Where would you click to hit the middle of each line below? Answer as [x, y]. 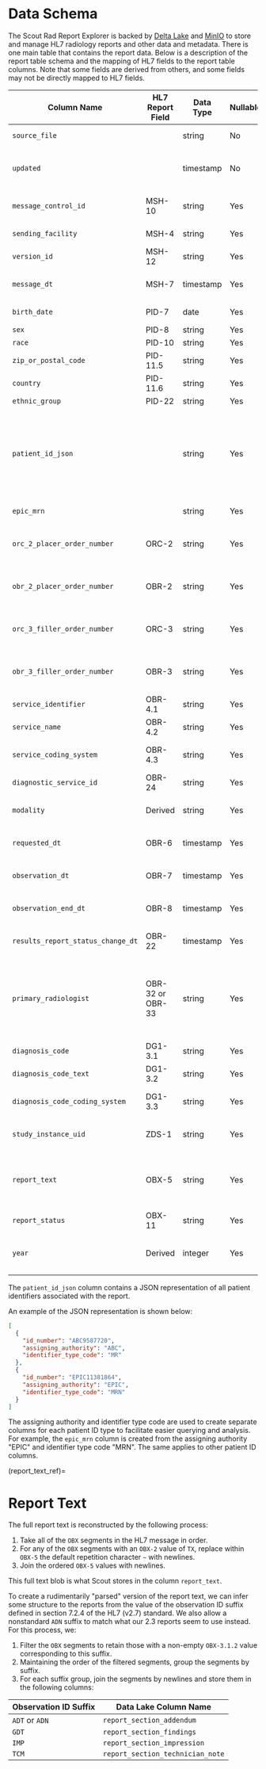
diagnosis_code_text [51, 1074]
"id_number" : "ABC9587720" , [68, 1340]
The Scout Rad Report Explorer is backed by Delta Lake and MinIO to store [130, 36]
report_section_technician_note [163, 1754]
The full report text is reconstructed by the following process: [108, 1525]
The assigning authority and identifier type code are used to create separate [133, 1422]
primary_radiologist [51, 998]
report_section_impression [153, 1743]
